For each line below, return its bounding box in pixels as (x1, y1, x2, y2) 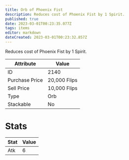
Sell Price (7, 85, 30, 92)
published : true (5, 16, 39, 21)
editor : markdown (5, 30, 41, 35)
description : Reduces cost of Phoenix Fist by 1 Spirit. (5, 12, 125, 17)
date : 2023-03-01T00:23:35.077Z (5, 21, 72, 26)
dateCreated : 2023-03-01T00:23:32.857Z (5, 35, 87, 40)
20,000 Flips (47, 76, 78, 83)
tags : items (5, 26, 30, 31)
